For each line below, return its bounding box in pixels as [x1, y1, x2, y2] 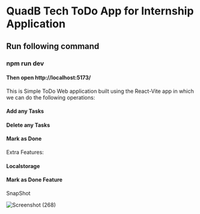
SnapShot [6, 189, 31, 197]
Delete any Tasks [6, 121, 50, 128]
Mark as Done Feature [6, 176, 63, 183]
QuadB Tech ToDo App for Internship [6, 4, 194, 18]
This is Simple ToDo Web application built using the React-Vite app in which [6, 87, 195, 95]
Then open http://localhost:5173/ [6, 74, 92, 81]
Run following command [6, 41, 99, 51]
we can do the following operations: [6, 93, 95, 101]
